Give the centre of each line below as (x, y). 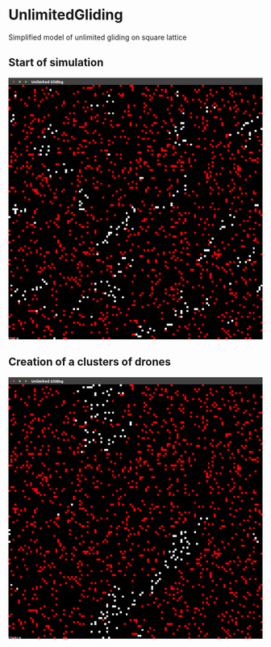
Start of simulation (56, 63)
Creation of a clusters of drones (90, 362)
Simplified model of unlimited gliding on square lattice (98, 37)
